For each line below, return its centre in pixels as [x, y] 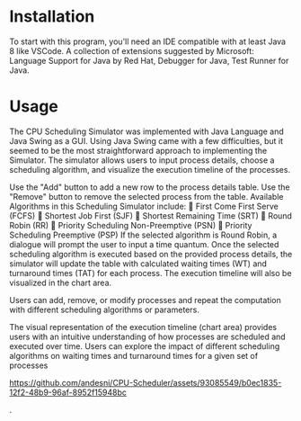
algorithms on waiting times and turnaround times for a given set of [134, 355]
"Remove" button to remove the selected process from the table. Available [146, 196]
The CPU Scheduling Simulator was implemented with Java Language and [147, 131]
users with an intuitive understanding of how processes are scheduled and [147, 336]
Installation [52, 17]
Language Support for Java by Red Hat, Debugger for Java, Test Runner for [149, 60]
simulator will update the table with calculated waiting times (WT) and [138, 264]
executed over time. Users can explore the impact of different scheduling [145, 346]
